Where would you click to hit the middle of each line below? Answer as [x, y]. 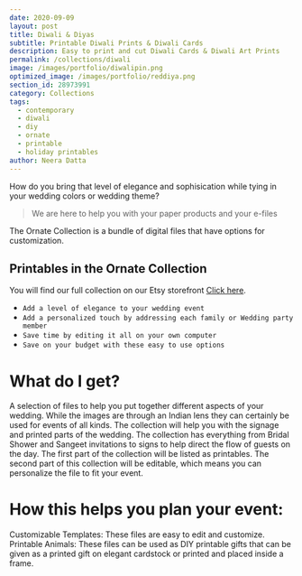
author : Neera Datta [48, 160]
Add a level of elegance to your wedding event [113, 309]
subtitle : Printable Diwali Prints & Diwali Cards [106, 43]
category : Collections [52, 93]
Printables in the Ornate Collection [108, 269]
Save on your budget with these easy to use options [124, 345]
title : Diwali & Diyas [52, 34]
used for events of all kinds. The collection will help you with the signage [144, 425]
